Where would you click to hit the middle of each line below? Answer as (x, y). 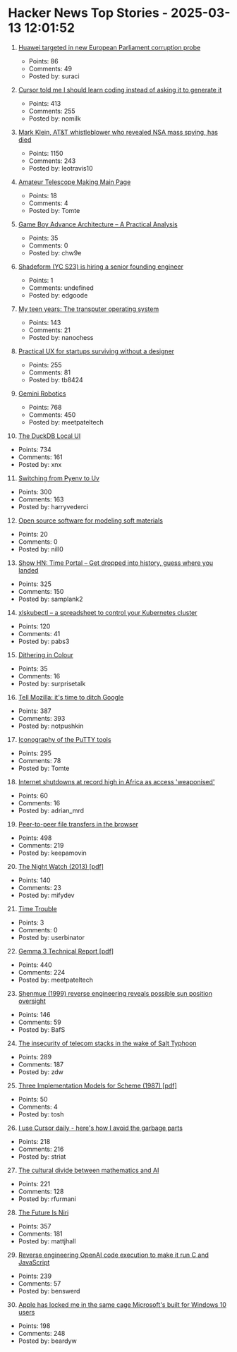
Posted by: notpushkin (51, 726)
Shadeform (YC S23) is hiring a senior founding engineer (101, 267)
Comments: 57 (39, 1283)
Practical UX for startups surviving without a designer (96, 351)
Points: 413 (45, 103)
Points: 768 (45, 407)
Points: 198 (34, 1326)
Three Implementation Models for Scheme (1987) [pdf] (97, 1085)
